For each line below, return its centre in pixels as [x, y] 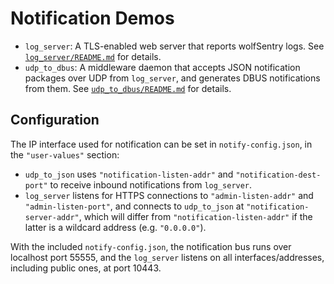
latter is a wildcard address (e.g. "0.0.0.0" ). [115, 227]
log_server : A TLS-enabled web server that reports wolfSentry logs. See [174, 46]
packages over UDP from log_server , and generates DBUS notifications [172, 78]
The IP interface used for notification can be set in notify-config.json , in [161, 144]
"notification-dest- [278, 175]
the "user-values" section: [65, 154]
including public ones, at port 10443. [86, 268]
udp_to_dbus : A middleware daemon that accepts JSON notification [162, 67]
